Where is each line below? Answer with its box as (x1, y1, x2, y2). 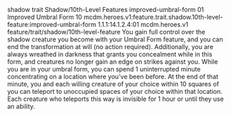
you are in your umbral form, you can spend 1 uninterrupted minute (7, 65, 202, 73)
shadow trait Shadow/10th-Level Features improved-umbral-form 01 (7, 6, 204, 13)
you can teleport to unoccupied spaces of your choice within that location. (7, 88, 223, 95)
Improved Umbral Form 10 (7, 13, 83, 21)
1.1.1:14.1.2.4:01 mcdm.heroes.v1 (98, 20, 188, 29)
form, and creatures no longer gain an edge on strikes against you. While (7, 57, 218, 66)
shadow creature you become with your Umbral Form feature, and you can (7, 35, 223, 43)
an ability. (7, 102, 35, 110)
